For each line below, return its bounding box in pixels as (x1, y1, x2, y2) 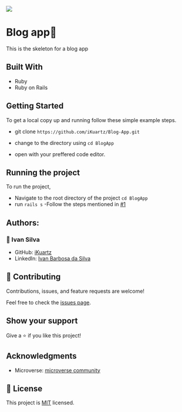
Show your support (6, 316, 78, 326)
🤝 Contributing (6, 272, 61, 282)
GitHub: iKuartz (14, 249, 52, 256)
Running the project (6, 167, 80, 177)
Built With (6, 62, 43, 72)
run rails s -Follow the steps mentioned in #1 (14, 201, 126, 208)
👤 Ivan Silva (6, 235, 40, 244)
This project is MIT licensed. (6, 399, 75, 406)
